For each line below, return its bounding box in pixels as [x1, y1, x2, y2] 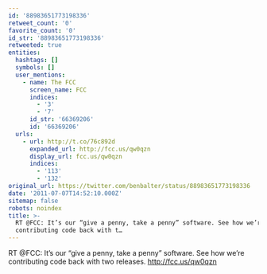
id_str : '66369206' [29, 115, 94, 123]
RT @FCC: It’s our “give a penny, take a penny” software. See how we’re [8, 249, 245, 257]
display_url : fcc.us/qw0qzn [29, 152, 123, 160]
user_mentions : [15, 71, 66, 79]
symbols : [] [15, 64, 56, 72]
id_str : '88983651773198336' [8, 33, 105, 42]
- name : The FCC [22, 78, 77, 86]
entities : [8, 49, 41, 57]
